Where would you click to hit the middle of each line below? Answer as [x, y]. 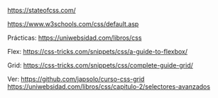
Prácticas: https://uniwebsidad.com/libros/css [75, 38]
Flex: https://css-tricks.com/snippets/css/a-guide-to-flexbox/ [98, 51]
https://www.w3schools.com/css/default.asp [73, 24]
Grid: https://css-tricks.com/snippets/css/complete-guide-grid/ [100, 65]
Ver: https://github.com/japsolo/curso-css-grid [76, 79]
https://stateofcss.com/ [42, 10]
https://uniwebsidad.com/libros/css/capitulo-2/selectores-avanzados [109, 87]
